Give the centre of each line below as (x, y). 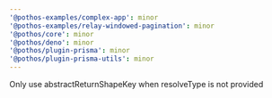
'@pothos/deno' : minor (52, 42)
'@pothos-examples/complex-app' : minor (84, 17)
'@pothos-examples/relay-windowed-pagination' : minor (112, 26)
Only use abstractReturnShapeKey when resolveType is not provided (136, 84)
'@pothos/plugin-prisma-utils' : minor (82, 59)
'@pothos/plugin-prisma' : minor (70, 51)
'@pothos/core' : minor (52, 34)
